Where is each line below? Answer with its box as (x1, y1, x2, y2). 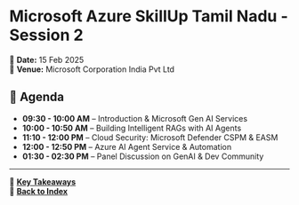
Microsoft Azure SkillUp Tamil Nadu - (9, 6, 288, 27)
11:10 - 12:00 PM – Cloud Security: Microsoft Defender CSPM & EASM (21, 131, 279, 143)
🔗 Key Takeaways (9, 176, 77, 187)
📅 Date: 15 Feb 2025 (9, 54, 85, 65)
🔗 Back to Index (9, 185, 69, 196)
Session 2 (9, 25, 84, 45)
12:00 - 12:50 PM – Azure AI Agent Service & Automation (21, 141, 232, 152)
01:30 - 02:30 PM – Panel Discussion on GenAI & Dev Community (21, 151, 264, 162)
